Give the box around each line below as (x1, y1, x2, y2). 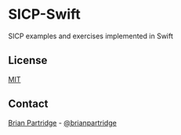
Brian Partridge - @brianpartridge (8, 118, 118, 127)
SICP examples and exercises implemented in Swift (8, 31, 174, 41)
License (8, 54, 48, 67)
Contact (8, 98, 49, 111)
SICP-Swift (8, 5, 81, 23)
